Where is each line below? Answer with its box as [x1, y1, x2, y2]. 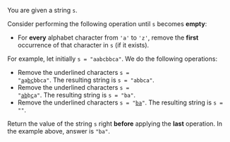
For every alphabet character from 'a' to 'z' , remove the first [17, 33, 199, 42]
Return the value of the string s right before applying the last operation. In [7, 119, 223, 128]
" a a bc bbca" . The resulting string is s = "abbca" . [17, 76, 155, 84]
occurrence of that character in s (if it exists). [17, 41, 150, 49]
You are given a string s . [7, 6, 78, 14]
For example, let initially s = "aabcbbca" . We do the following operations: [7, 54, 217, 63]
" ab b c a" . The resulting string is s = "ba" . [17, 91, 136, 99]
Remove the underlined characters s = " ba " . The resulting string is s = [17, 98, 224, 107]
